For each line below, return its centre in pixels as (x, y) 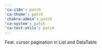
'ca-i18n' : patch (23, 10)
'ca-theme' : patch (24, 14)
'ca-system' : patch (25, 24)
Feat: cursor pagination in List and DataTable (51, 42)
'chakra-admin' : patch (28, 19)
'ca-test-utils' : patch (30, 28)
